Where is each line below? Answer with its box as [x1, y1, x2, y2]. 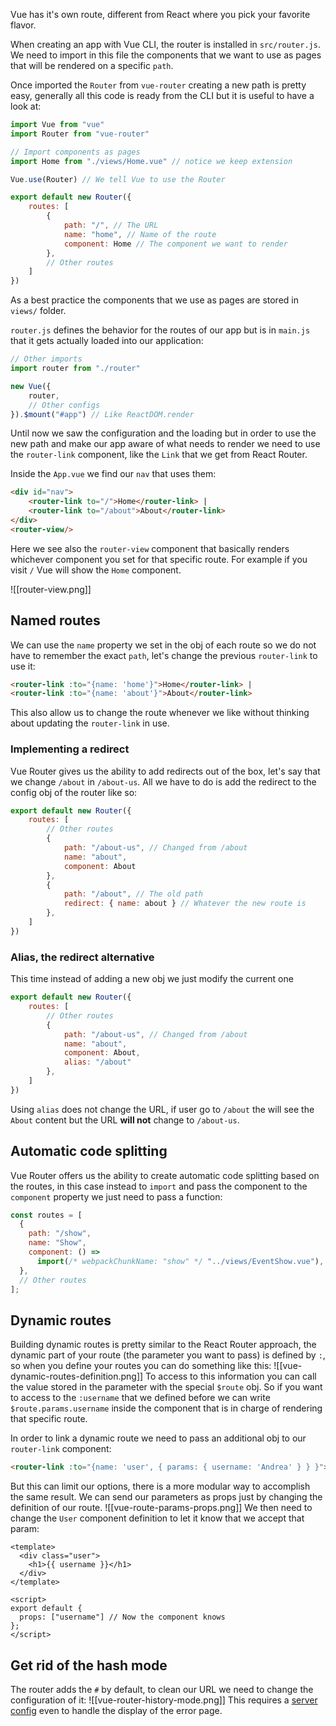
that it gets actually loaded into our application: [10, 335, 204, 347]
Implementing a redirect [10, 742, 130, 756]
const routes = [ [10, 1210, 83, 1220]
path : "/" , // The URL [63, 220, 159, 230]
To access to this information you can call [145, 1370, 317, 1383]
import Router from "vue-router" [10, 129, 150, 139]
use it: [10, 660, 36, 672]
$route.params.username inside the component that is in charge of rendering [10, 1402, 323, 1414]
